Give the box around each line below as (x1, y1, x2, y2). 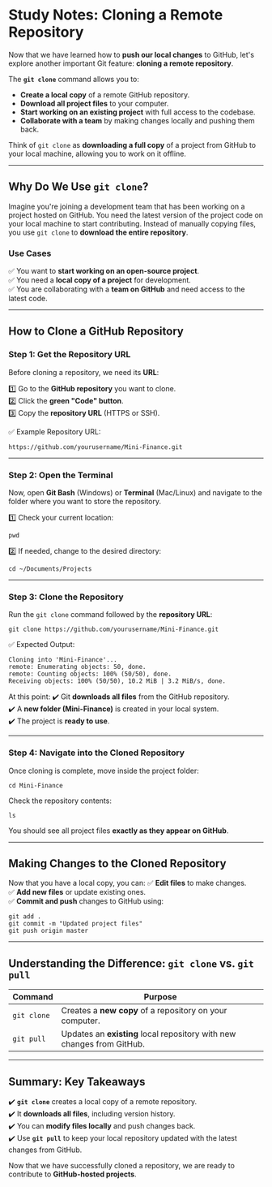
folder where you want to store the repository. (8, 497, 162, 507)
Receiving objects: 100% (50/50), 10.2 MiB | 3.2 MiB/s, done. (8, 677, 227, 685)
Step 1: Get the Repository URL (8, 349, 131, 360)
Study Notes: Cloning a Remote (8, 6, 223, 24)
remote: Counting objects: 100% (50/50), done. (8, 670, 172, 679)
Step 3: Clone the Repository (8, 591, 124, 602)
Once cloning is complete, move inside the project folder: (8, 766, 200, 775)
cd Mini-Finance (8, 781, 63, 789)
